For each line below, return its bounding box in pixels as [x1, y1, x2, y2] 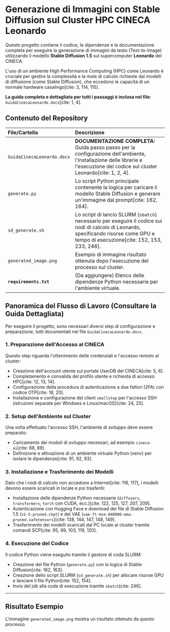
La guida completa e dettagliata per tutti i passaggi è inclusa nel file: [5, 94, 152, 100]
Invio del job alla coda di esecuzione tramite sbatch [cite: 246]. [12, 583, 142, 589]
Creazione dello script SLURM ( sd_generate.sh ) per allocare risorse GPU [12, 572, 164, 578]
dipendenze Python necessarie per [75, 278, 158, 285]
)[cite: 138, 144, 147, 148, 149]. [53, 516, 116, 523]
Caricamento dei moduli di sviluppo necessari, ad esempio [12, 439, 135, 445]
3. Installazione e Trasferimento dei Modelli [5, 468, 114, 475]
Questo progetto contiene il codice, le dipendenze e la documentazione [5, 42, 154, 48]
